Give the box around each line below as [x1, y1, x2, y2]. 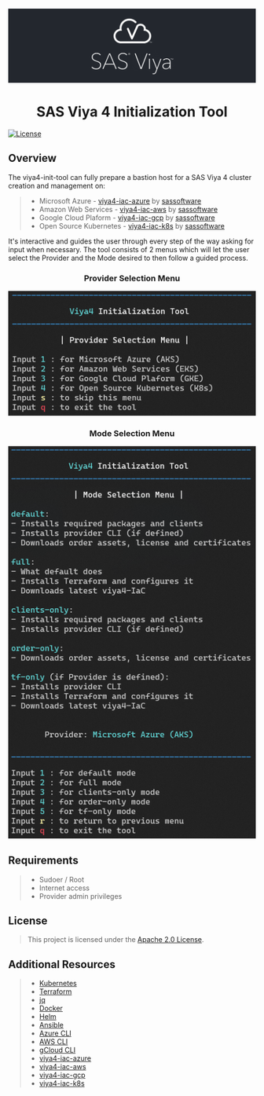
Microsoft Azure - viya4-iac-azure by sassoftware [38, 196, 202, 205]
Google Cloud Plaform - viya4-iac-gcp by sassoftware [38, 213, 215, 222]
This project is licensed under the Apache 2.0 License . [27, 935, 204, 944]
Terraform [38, 987, 72, 996]
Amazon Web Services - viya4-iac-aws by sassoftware [38, 204, 218, 214]
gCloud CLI [38, 1046, 76, 1055]
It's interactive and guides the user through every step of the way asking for [8, 236, 254, 246]
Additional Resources [8, 958, 115, 971]
